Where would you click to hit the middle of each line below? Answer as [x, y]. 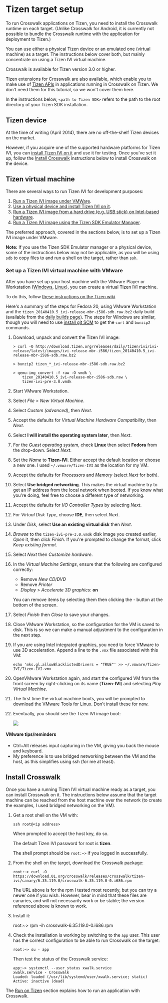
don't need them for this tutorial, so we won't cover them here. [70, 89]
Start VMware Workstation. [41, 391]
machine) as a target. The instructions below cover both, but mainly [75, 54]
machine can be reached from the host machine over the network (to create [84, 800]
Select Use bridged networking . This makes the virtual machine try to [85, 484]
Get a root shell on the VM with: [45, 815]
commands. [18, 327]
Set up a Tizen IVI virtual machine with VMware [64, 271]
